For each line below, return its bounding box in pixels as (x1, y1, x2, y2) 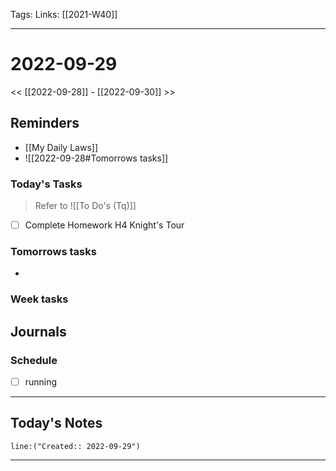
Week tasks (10, 292, 69, 306)
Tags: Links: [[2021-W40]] (10, 9, 118, 20)
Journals (10, 323, 67, 340)
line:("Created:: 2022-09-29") (10, 441, 141, 451)
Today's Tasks (10, 177, 83, 191)
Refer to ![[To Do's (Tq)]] (34, 200, 137, 212)
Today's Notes (10, 415, 103, 432)
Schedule (10, 353, 58, 367)
